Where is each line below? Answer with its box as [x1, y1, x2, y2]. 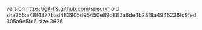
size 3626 [38, 18, 64, 25]
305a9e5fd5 [6, 18, 38, 25]
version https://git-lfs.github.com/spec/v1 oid [6, 5, 120, 12]
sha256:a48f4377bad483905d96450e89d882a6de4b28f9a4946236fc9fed [6, 11, 197, 19]
